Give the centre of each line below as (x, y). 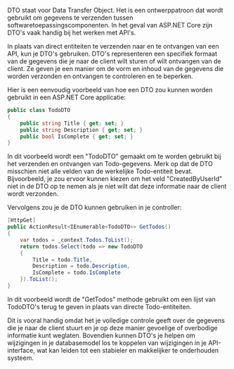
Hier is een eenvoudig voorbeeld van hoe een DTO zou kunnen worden (110, 90)
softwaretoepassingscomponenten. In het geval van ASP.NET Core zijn (110, 25)
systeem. (20, 358)
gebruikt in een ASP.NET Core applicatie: (67, 97)
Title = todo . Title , (63, 260)
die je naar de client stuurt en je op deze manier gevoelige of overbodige (112, 327)
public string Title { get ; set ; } (72, 123)
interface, (21, 350)
